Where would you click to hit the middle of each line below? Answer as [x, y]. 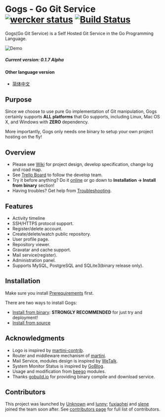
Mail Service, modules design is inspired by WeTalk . [65, 361]
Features [19, 206]
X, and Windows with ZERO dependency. [47, 122]
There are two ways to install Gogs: [41, 303]
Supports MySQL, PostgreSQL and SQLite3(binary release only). [78, 265]
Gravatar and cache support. [41, 250]
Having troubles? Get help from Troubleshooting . [62, 191]
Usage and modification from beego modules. [59, 371]
